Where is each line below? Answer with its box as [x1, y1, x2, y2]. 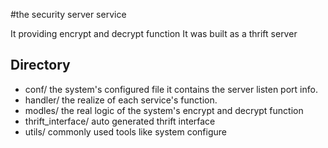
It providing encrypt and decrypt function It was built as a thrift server [10, 28, 298, 39]
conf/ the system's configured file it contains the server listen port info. [24, 83, 318, 95]
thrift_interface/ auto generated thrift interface [24, 115, 216, 127]
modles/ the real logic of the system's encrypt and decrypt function [24, 104, 304, 116]
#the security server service [10, 9, 127, 20]
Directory [10, 57, 71, 74]
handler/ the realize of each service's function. [24, 94, 218, 106]
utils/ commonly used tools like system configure [24, 125, 227, 138]
